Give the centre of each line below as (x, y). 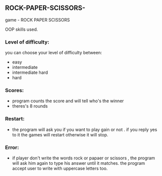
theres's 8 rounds (30, 106)
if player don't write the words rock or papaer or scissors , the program (83, 158)
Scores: (15, 90)
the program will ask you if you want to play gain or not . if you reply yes (85, 130)
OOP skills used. (21, 29)
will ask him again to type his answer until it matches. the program (79, 163)
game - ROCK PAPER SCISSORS (37, 20)
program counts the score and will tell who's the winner (68, 101)
